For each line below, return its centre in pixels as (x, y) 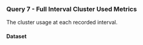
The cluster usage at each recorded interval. (62, 22)
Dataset (16, 36)
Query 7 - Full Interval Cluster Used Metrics (71, 9)
